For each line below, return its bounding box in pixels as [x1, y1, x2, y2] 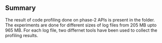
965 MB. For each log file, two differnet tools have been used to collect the [5, 27, 158, 33]
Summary [5, 4, 36, 12]
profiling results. [5, 32, 39, 38]
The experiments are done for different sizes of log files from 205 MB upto [5, 22, 157, 28]
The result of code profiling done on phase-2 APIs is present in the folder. [5, 17, 155, 22]
